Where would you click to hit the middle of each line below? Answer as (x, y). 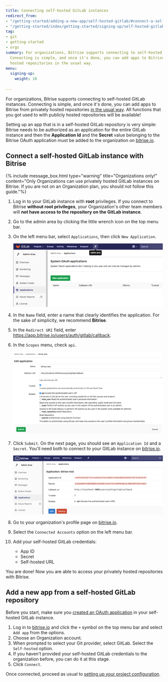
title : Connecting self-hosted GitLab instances (57, 10)
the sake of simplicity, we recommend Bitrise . (60, 320)
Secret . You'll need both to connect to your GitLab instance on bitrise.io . (87, 448)
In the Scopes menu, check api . (45, 345)
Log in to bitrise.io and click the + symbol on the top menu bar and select (87, 627)
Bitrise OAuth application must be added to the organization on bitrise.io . (80, 140)
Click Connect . (27, 664)
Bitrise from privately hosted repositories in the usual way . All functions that (83, 109)
